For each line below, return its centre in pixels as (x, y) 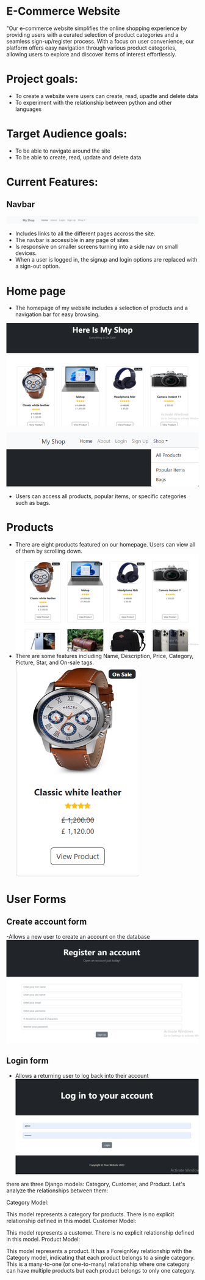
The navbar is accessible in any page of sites (72, 240)
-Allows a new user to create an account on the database (78, 936)
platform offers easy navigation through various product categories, (92, 48)
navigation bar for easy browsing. (57, 314)
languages (28, 109)
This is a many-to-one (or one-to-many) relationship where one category (98, 1264)
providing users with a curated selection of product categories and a (92, 34)
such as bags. (33, 502)
